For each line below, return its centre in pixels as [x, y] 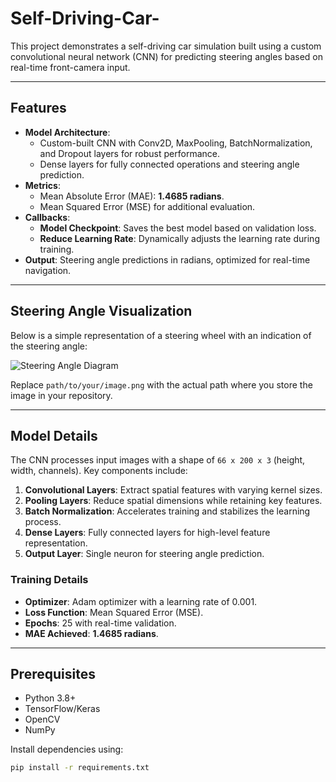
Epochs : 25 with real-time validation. [100, 623]
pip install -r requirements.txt [80, 768]
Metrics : [42, 185]
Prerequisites [53, 674]
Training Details [49, 580]
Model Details [54, 435]
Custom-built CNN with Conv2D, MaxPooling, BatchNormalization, [176, 143]
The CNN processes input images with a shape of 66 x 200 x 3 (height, [158, 460]
